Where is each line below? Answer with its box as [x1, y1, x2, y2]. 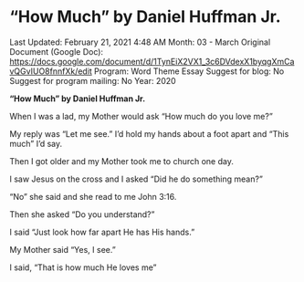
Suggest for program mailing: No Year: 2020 [9, 75, 176, 86]
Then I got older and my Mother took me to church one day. [9, 155, 235, 166]
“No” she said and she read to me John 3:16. [9, 191, 177, 202]
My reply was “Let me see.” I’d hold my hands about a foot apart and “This [9, 128, 289, 139]
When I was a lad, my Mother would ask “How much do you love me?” [9, 110, 274, 121]
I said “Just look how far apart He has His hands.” [9, 226, 195, 237]
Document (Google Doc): [9, 46, 103, 57]
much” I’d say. [9, 138, 63, 149]
